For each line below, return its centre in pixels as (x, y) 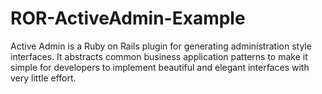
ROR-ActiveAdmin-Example (128, 18)
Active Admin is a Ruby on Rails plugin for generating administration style (161, 46)
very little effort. (43, 78)
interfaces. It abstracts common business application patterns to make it (159, 56)
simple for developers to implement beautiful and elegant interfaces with (160, 67)
